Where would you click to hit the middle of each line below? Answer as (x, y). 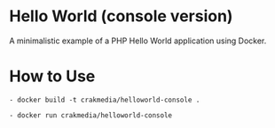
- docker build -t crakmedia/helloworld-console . (105, 100)
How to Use (52, 76)
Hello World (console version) (121, 16)
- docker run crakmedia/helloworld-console (91, 115)
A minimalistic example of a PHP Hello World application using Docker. (138, 41)
